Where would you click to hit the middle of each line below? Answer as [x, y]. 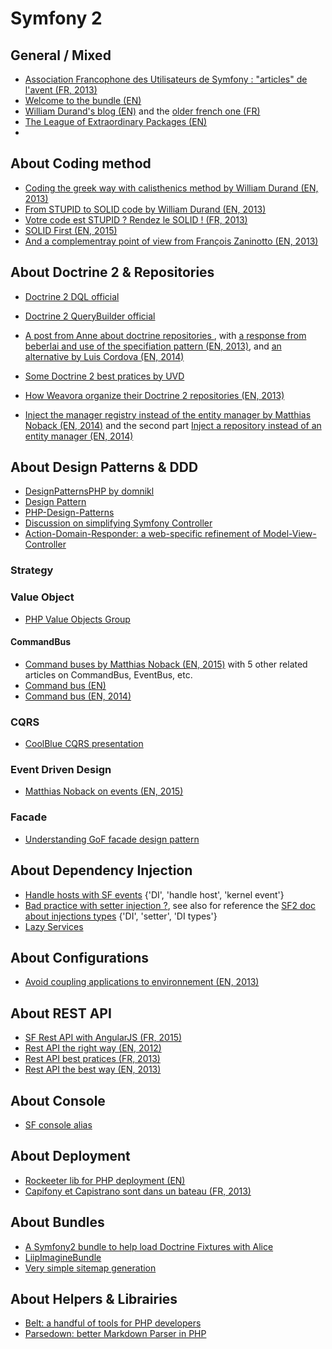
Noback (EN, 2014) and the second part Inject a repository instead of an [173, 425]
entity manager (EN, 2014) [79, 436]
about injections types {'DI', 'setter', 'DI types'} [121, 916]
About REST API [61, 1013]
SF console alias [58, 1125]
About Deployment [70, 1156]
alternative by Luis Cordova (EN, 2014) [104, 356]
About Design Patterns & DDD [104, 467]
